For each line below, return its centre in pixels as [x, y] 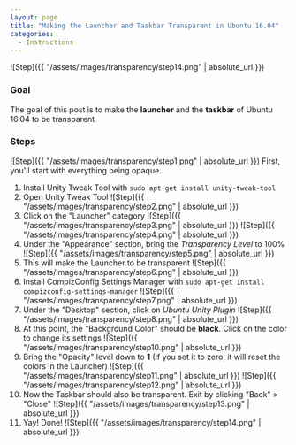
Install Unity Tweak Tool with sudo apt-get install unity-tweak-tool [149, 188]
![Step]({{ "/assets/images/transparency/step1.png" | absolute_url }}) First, [145, 161]
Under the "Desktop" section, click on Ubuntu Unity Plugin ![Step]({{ [147, 310]
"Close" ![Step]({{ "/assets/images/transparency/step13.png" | [136, 403]
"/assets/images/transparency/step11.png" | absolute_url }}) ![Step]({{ [149, 375]
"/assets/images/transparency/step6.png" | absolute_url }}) [131, 272]
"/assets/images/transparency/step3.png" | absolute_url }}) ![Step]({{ [148, 225]
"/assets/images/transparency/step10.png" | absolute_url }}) [132, 347]
